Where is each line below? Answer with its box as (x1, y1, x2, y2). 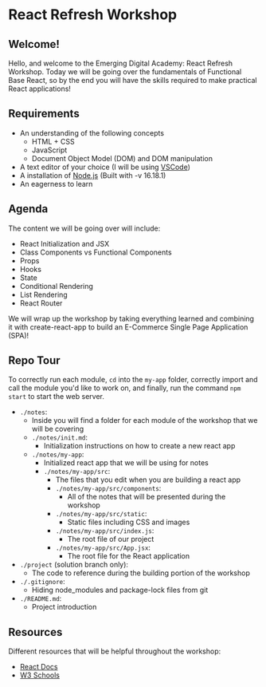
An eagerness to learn (19, 179, 93, 188)
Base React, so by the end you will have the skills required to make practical (8, 76, 257, 85)
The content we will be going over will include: (8, 223, 161, 233)
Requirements (8, 107, 80, 120)
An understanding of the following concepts (19, 128, 165, 137)
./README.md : (19, 594, 62, 603)
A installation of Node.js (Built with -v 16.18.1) (19, 170, 166, 180)
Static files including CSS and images (67, 517, 190, 527)
